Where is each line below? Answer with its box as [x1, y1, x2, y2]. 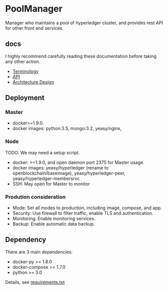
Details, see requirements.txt [5, 279, 65, 285]
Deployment [5, 94, 45, 102]
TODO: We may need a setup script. [5, 149, 80, 155]
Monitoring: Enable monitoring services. [12, 215, 96, 222]
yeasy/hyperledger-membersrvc [12, 175, 80, 182]
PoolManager [5, 3, 63, 15]
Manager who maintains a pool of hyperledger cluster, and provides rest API [5, 20, 163, 26]
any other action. [5, 59, 40, 65]
